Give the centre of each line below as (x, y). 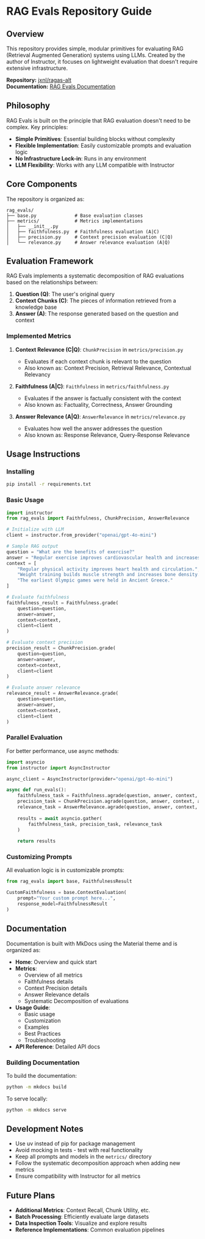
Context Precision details (56, 988)
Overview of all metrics (53, 975)
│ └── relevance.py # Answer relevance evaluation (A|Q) (88, 242)
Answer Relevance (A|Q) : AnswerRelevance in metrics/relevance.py (100, 416)
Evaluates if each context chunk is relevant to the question (98, 361)
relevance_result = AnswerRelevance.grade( (63, 694)
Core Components (42, 184)
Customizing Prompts (39, 857)
